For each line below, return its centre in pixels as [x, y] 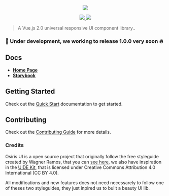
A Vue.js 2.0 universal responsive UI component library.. [76, 28]
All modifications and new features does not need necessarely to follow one [84, 182]
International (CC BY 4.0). [32, 173]
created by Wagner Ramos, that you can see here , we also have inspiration [83, 162]
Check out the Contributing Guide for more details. [58, 132]
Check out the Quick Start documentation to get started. [64, 104]
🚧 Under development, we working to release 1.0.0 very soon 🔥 [84, 41]
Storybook [24, 75]
